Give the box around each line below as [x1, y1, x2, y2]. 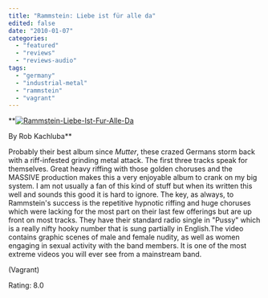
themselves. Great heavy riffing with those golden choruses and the [8, 164, 233, 173]
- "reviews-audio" [15, 57, 78, 65]
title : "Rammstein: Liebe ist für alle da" [8, 11, 156, 20]
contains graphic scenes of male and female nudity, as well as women [8, 232, 241, 242]
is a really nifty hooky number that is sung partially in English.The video [8, 224, 244, 234]
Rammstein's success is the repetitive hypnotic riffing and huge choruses [8, 198, 251, 208]
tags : [8, 64, 26, 72]
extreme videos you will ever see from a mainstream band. [8, 250, 202, 259]
